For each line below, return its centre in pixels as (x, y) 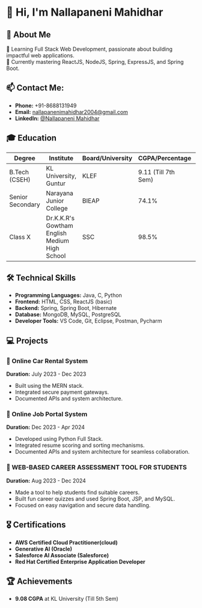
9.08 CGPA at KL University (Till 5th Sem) (66, 599)
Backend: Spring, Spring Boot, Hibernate (66, 308)
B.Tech (19, 172)
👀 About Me (29, 35)
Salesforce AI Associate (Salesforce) (62, 555)
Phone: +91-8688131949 (46, 106)
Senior (19, 197)
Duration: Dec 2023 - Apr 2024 (46, 427)
